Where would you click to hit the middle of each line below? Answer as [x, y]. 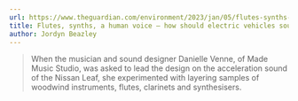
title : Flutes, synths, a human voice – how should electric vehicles [142, 26]
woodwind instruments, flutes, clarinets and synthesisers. [136, 87]
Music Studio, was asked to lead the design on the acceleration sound [159, 68]
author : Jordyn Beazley [53, 34]
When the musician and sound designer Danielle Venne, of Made [149, 59]
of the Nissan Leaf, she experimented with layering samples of [145, 78]
